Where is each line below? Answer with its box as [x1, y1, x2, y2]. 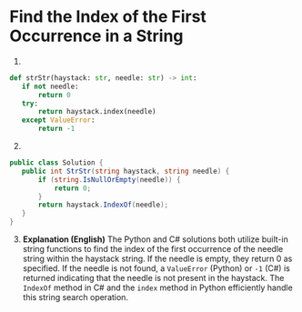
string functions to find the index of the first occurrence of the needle [22, 244, 284, 255]
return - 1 [37, 125, 75, 134]
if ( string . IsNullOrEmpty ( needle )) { [37, 175, 181, 184]
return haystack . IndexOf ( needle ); [37, 200, 169, 210]
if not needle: [21, 82, 79, 91]
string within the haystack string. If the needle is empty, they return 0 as [22, 253, 293, 265]
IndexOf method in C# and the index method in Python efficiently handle [22, 282, 293, 293]
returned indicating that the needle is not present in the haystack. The [22, 273, 285, 284]
